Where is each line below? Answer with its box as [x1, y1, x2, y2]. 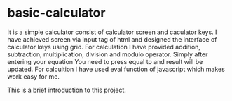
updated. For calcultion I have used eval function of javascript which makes [7, 65, 226, 73]
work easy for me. [7, 72, 60, 81]
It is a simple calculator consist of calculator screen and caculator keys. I [7, 28, 217, 36]
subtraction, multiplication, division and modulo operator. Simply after [7, 50, 208, 59]
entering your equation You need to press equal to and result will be [7, 57, 203, 65]
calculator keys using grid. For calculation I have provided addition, [7, 42, 201, 51]
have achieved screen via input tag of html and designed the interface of [7, 35, 217, 43]
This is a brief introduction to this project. [7, 86, 126, 94]
